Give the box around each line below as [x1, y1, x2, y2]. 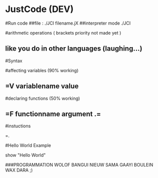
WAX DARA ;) [5, 167, 33, 173]
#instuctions [5, 123, 31, 129]
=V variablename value [5, 82, 79, 91]
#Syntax [5, 58, 23, 64]
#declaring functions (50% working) [5, 95, 80, 101]
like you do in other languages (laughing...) [5, 44, 142, 53]
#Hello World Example [5, 142, 51, 148]
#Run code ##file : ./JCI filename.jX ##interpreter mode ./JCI [5, 20, 131, 26]
